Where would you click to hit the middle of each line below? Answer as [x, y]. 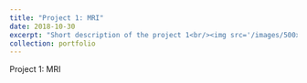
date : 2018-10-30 [42, 26]
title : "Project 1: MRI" [57, 18]
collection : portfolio [53, 43]
